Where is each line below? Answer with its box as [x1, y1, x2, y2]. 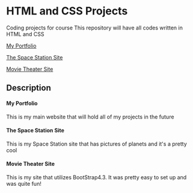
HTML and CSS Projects [6, 4, 128, 18]
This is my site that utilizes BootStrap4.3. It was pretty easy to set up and [6, 173, 187, 181]
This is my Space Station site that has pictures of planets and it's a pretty [6, 140, 188, 147]
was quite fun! [6, 180, 42, 187]
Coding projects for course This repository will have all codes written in [6, 24, 183, 31]
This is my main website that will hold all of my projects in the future [6, 113, 174, 120]
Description [6, 83, 51, 93]
